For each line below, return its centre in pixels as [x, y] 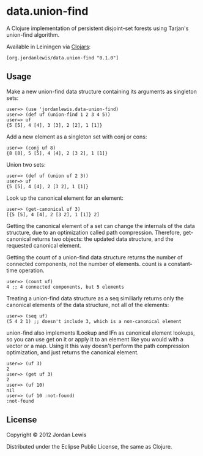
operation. [31, 270]
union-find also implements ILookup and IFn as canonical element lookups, [101, 333]
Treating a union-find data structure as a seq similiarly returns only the [95, 298]
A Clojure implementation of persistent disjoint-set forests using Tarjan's [98, 28]
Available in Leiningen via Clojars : [49, 47]
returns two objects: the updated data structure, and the [103, 239]
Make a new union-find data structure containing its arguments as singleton [102, 91]
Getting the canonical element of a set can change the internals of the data [101, 226]
